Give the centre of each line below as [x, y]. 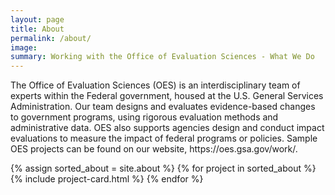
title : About [37, 29]
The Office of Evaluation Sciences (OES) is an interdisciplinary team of [155, 85]
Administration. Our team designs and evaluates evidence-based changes [163, 107]
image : [24, 47]
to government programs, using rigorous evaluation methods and [144, 117]
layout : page [37, 19]
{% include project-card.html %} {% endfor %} [107, 179]
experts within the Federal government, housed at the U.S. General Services [167, 96]
